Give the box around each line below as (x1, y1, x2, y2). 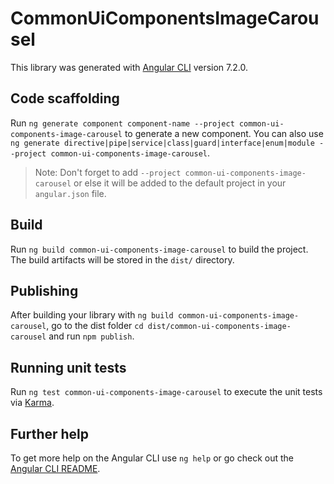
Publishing (10, 282, 79, 299)
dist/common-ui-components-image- (147, 322, 292, 332)
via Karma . (10, 397, 55, 409)
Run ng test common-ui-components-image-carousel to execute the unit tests (10, 386, 323, 398)
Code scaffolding (10, 90, 120, 107)
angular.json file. (34, 187, 107, 199)
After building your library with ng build (10, 309, 174, 321)
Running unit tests (10, 359, 127, 376)
